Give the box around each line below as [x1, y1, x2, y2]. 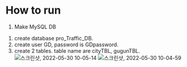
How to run [5, 4, 61, 17]
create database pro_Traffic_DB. [14, 34, 93, 42]
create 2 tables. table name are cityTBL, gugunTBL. [14, 47, 141, 54]
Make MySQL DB [14, 23, 57, 30]
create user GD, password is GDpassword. [14, 41, 119, 48]
